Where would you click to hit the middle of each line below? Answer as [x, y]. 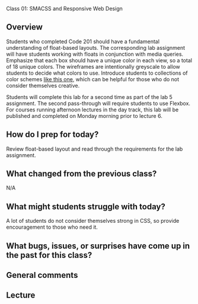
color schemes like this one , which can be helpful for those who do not [93, 79]
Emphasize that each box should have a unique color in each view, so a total [99, 60]
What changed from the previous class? [82, 174]
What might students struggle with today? [86, 207]
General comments [42, 275]
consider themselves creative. [43, 85]
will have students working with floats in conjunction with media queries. [95, 54]
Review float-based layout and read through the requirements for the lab [95, 149]
